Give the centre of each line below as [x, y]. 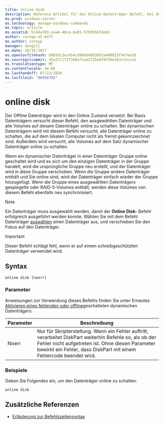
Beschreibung [97, 323]
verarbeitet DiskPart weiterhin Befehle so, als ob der [97, 337]
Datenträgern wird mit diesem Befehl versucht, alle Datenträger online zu [78, 131]
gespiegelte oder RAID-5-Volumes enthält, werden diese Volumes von [75, 187]
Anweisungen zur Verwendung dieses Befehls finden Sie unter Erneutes [78, 300]
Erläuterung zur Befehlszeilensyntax [49, 416]
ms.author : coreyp [24, 42]
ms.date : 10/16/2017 [26, 50]
